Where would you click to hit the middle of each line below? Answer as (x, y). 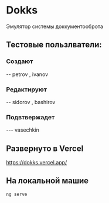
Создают (20, 61)
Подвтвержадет (30, 117)
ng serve (17, 194)
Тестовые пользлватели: (54, 45)
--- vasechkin (23, 130)
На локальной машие (47, 181)
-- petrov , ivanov (27, 74)
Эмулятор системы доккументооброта (55, 26)
